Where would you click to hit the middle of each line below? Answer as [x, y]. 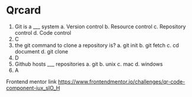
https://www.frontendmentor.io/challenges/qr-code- [122, 81]
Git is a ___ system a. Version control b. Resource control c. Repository [100, 26]
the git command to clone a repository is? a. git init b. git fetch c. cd [97, 45]
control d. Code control [43, 32]
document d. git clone [41, 51]
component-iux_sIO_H [33, 88]
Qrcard [24, 10]
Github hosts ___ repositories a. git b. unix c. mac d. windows [89, 64]
